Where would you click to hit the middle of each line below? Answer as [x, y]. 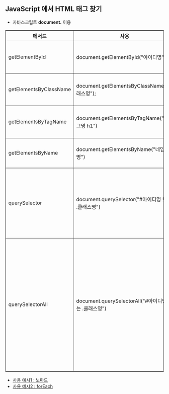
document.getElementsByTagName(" [120, 118]
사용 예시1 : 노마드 [30, 380]
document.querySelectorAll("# [112, 301]
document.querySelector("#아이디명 [119, 199]
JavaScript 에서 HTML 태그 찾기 [54, 9]
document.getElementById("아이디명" [120, 57]
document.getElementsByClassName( [121, 86]
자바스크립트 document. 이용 [42, 22]
